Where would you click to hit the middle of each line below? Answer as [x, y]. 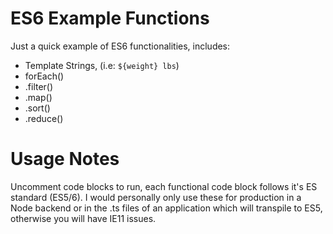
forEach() [44, 76]
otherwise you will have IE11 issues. [83, 218]
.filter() [39, 86]
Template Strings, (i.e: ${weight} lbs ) [102, 65]
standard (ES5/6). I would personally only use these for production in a [156, 197]
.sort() [37, 108]
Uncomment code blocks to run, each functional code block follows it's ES [164, 186]
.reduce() [44, 118]
